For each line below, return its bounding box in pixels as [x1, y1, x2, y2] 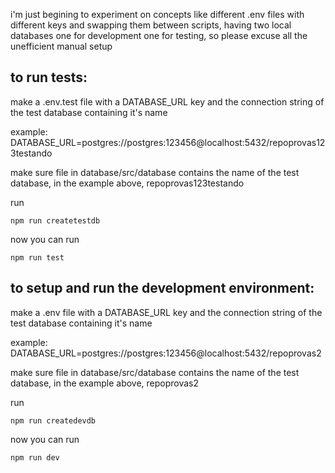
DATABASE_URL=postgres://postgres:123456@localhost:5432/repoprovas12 [10, 136, 326, 148]
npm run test [10, 252, 65, 263]
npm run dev [10, 452, 60, 463]
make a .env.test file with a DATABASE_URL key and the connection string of [10, 95, 325, 108]
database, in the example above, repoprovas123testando [10, 177, 245, 189]
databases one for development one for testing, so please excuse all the [10, 30, 308, 41]
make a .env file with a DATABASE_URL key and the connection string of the [10, 306, 323, 318]
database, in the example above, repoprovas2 [10, 377, 200, 389]
